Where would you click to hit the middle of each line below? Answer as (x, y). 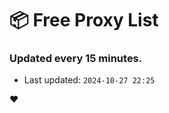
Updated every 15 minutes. (76, 59)
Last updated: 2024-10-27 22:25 (89, 80)
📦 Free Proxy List (84, 20)
